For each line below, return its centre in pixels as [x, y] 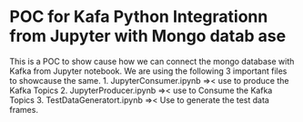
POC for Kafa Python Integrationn [139, 17]
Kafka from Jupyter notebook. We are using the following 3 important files [148, 71]
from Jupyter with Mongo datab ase [148, 36]
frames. [24, 109]
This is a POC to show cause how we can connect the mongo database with [152, 61]
